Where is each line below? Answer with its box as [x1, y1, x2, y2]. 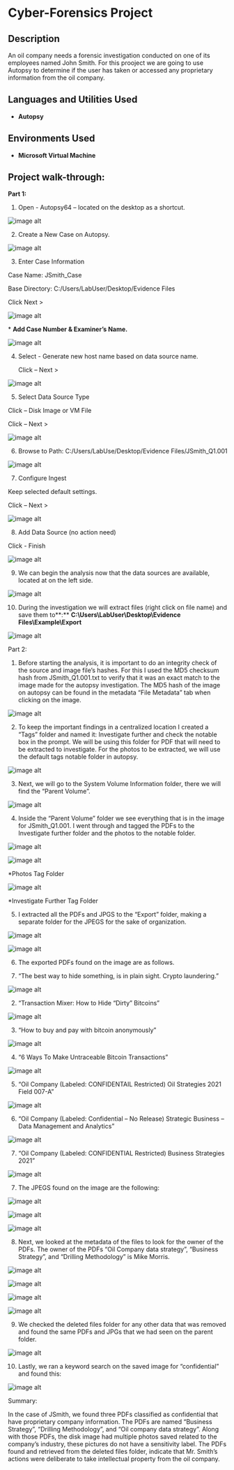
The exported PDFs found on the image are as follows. [17, 959, 175, 967]
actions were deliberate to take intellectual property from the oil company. [8, 1455, 220, 1463]
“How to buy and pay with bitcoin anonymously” [17, 1026, 157, 1035]
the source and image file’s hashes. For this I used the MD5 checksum [17, 666, 219, 675]
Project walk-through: [8, 171, 105, 183]
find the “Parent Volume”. [17, 787, 91, 796]
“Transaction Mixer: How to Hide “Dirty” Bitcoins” [17, 999, 159, 1007]
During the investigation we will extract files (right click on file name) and [17, 603, 228, 612]
